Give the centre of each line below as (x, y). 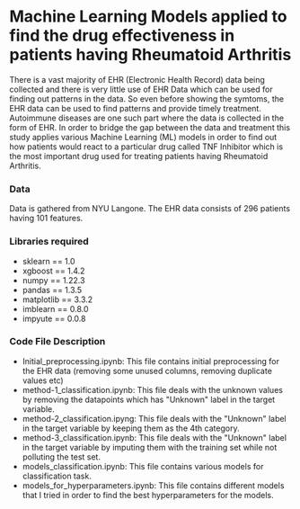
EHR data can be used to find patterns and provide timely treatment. (136, 108)
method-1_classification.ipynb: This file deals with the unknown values (152, 389)
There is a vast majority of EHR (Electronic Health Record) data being (137, 79)
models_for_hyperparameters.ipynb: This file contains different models (153, 485)
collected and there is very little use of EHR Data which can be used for (141, 89)
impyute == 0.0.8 (54, 318)
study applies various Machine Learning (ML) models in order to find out (143, 137)
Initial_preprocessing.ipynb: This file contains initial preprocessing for (151, 361)
